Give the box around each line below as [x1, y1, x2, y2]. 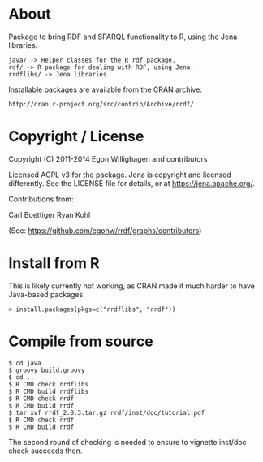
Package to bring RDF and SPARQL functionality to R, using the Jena [8, 32, 238, 41]
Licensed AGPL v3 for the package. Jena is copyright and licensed [8, 170, 231, 179]
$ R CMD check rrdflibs [8, 380, 89, 388]
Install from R [8, 254, 100, 273]
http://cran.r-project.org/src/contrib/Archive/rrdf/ [8, 100, 195, 108]
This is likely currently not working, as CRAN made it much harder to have [8, 281, 256, 291]
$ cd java [8, 359, 42, 367]
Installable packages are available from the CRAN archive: [8, 84, 203, 94]
